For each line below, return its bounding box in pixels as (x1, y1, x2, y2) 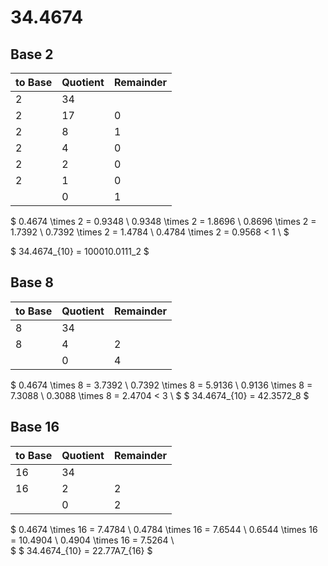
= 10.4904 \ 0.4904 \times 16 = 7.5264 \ (10, 534, 175, 546)
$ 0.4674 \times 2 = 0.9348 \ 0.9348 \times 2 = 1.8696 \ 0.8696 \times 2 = (10, 216, 317, 227)
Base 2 (10, 46, 54, 63)
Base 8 (10, 274, 54, 291)
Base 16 (10, 419, 60, 436)
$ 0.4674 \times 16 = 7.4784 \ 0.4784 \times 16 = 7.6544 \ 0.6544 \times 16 (10, 523, 318, 535)
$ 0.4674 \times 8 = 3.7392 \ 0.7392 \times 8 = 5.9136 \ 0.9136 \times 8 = (10, 379, 313, 391)
